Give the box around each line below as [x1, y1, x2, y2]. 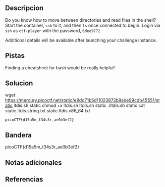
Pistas [5, 51, 25, 60]
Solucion [5, 79, 33, 88]
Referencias [5, 175, 44, 184]
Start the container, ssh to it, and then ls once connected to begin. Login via [5, 22, 161, 28]
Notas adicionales [5, 158, 62, 167]
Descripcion [5, 4, 44, 12]
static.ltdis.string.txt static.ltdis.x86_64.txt [5, 108, 90, 114]
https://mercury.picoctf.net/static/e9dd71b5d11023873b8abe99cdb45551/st [5, 97, 160, 103]
